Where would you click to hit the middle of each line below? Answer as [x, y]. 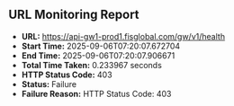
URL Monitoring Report [74, 15]
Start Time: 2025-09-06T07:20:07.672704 [101, 46]
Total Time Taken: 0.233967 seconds [92, 65]
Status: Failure [49, 84]
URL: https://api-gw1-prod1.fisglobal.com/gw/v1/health [123, 36]
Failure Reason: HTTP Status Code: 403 [96, 93]
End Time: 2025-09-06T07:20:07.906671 [98, 55]
